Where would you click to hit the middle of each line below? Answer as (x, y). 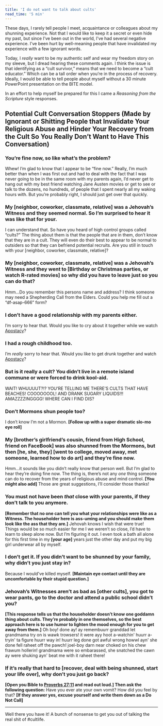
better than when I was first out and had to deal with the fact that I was (76, 174)
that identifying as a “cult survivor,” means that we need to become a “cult (79, 68)
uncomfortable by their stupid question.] (47, 579)
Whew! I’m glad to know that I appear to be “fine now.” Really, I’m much (76, 169)
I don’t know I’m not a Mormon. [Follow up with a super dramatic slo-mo (78, 422)
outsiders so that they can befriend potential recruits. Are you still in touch (79, 245)
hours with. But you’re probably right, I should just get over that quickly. (76, 195)
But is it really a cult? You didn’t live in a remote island (70, 372)
